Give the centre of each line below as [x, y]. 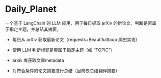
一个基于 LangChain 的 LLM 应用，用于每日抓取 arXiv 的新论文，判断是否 [79, 23]
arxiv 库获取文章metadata [38, 60]
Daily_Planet [31, 9]
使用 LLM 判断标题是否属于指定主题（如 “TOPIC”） [63, 50]
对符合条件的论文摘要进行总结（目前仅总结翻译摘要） [66, 70]
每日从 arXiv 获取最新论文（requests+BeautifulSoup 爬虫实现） [76, 39]
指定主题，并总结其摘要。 [35, 29]
